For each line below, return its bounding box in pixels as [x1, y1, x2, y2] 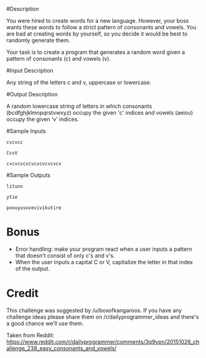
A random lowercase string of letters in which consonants [6, 102, 152, 110]
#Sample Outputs [6, 172, 51, 178]
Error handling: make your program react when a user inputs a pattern [15, 245, 193, 253]
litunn [6, 183, 23, 189]
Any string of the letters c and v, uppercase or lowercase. [6, 79, 151, 86]
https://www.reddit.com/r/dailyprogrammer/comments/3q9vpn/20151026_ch [6, 338, 200, 345]
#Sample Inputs [6, 128, 46, 134]
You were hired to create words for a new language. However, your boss [6, 17, 189, 24]
